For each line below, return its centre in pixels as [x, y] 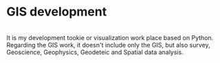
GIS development [57, 12]
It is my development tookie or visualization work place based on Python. [110, 37]
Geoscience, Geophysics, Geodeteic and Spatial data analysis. [95, 52]
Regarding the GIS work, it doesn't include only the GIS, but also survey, [108, 45]
